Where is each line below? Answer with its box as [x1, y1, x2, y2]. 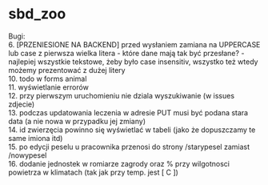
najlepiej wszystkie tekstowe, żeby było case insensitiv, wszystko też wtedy [8, 57, 258, 66]
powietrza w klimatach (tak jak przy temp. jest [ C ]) [8, 167, 178, 177]
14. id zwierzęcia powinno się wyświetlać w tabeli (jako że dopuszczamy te [8, 125, 256, 135]
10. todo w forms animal [8, 74, 87, 83]
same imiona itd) [8, 133, 63, 143]
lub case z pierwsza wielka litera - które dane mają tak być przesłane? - [8, 48, 245, 58]
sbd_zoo [8, 5, 66, 23]
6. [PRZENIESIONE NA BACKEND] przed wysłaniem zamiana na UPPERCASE [8, 39, 261, 49]
